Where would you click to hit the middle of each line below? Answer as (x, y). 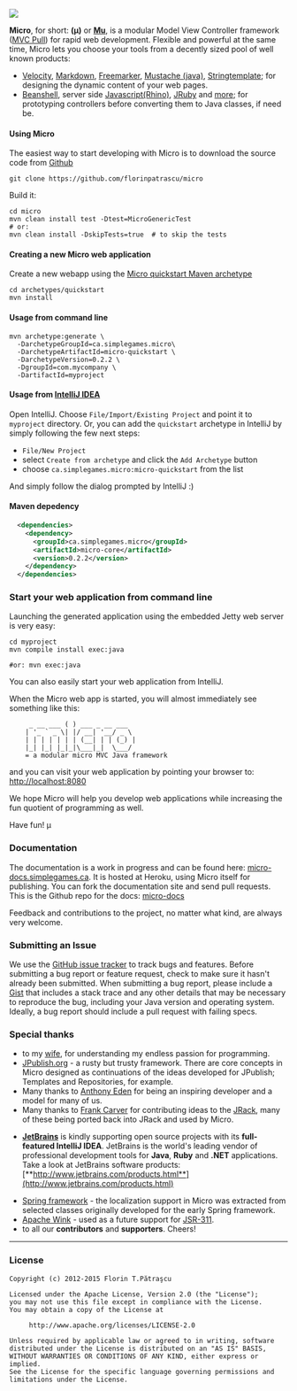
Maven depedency (44, 506)
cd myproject (33, 642)
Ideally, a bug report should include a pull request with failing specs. (133, 1012)
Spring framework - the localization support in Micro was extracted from (154, 1201)
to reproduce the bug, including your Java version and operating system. (142, 1002)
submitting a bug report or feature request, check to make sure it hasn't (139, 974)
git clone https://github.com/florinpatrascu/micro (106, 179)
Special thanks (42, 1034)
